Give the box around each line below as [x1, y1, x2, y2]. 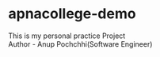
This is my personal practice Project [8, 31, 126, 40]
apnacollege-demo [8, 5, 136, 23]
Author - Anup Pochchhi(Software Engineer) [8, 39, 153, 48]
